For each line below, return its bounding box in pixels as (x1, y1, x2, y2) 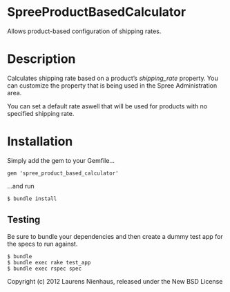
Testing (7, 214, 41, 226)
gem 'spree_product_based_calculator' (7, 170, 119, 177)
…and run (7, 182, 35, 190)
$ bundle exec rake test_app (7, 259, 91, 266)
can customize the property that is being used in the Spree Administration (7, 81, 218, 90)
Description (7, 51, 76, 67)
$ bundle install (7, 195, 57, 202)
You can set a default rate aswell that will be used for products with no (7, 101, 208, 110)
